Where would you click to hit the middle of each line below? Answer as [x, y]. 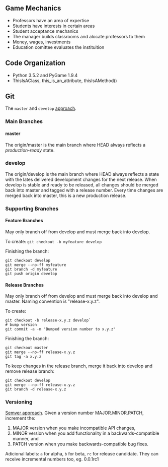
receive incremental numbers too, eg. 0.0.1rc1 [52, 459]
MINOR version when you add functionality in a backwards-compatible [86, 433]
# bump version [21, 325]
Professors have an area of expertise [51, 20]
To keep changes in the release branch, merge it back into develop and [79, 366]
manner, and [25, 439]
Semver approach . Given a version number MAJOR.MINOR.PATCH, [75, 413]
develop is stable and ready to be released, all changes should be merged [82, 185]
